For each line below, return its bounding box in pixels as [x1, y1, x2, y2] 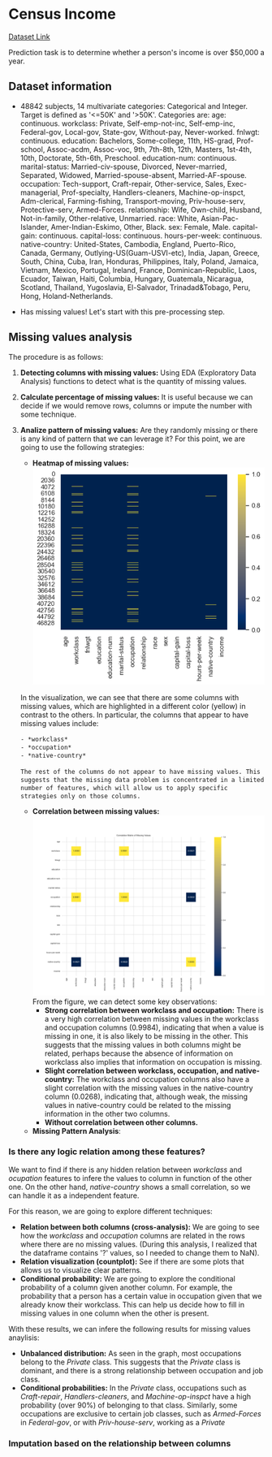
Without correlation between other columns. [44, 1118, 199, 1127]
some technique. [19, 409, 77, 419]
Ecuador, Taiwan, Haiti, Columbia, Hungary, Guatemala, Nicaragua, [19, 274, 244, 283]
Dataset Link [8, 32, 50, 41]
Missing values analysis [8, 331, 132, 344]
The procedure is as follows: [8, 352, 104, 361]
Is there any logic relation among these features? [8, 1146, 205, 1157]
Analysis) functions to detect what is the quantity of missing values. [19, 376, 247, 386]
